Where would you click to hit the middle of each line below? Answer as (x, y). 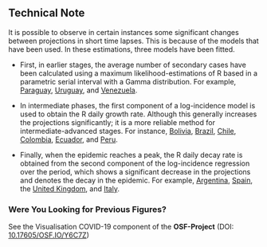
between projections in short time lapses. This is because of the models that (133, 41)
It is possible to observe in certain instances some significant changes (124, 32)
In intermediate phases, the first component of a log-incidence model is (137, 105)
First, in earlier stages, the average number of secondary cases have (133, 65)
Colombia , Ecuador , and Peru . (69, 139)
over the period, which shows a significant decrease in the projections (135, 171)
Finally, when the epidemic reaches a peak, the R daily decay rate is (131, 155)
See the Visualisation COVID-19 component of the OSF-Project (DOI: (121, 227)
